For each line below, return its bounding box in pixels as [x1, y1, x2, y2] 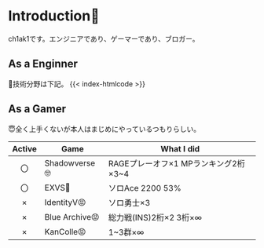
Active [12, 143, 38, 154]
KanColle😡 [44, 226, 86, 237]
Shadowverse [44, 157, 96, 168]
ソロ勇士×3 [108, 197, 151, 208]
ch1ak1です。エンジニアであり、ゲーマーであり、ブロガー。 [8, 34, 200, 43]
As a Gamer [8, 102, 67, 116]
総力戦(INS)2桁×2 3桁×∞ [108, 212, 203, 223]
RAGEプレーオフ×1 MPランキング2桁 [108, 158, 245, 169]
